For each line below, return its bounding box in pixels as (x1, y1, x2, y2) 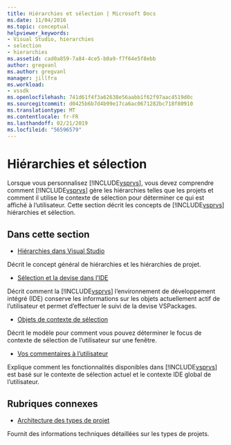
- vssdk (7, 87, 30, 94)
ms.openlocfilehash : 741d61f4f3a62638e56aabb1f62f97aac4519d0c (7, 94, 194, 101)
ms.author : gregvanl (7, 68, 67, 75)
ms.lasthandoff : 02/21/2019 (7, 119, 89, 127)
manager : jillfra (7, 74, 57, 82)
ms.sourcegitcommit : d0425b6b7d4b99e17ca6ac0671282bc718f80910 (7, 101, 194, 107)
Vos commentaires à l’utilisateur (17, 349, 109, 358)
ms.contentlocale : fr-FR (7, 113, 79, 120)
